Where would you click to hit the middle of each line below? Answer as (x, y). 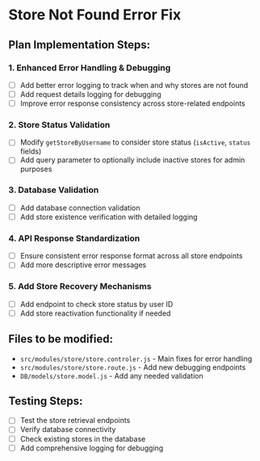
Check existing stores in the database (83, 438)
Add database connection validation (80, 207)
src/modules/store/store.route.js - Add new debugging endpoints (133, 367)
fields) (31, 152)
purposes (36, 169)
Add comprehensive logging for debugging (92, 448)
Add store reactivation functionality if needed (95, 313)
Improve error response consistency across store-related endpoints (132, 103)
